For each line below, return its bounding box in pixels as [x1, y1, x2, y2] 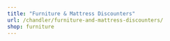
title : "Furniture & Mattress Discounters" [7, 10, 136, 17]
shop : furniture [7, 23, 54, 30]
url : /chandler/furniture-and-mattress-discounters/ [7, 17, 164, 24]
